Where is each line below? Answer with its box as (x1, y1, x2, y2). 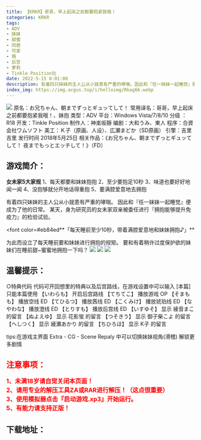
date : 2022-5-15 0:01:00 (6, 76, 68, 82)
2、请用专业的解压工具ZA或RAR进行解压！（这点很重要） (6, 386, 169, 394)
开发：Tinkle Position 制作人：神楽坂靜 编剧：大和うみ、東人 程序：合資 (16, 119, 193, 126)
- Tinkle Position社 (6, 70, 57, 76)
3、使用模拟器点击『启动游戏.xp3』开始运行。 (6, 395, 138, 403)
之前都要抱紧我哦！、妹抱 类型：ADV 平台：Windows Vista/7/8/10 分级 (6, 112, 181, 119)
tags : (6, 20, 20, 26)
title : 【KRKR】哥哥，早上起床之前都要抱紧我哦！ (6, 8, 116, 15)
